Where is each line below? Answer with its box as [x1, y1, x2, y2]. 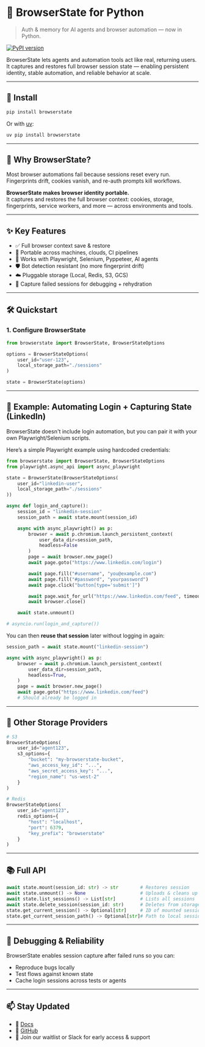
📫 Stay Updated [6, 1001, 70, 1011]
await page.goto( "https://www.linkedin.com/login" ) [28, 560, 163, 566]
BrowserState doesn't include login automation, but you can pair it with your [6, 427, 197, 435]
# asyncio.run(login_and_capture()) [6, 621, 99, 627]
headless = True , [28, 672, 67, 678]
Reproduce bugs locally [15, 964, 75, 971]
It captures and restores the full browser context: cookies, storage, [6, 196, 174, 203]
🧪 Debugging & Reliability [6, 935, 105, 946]
